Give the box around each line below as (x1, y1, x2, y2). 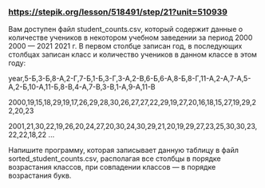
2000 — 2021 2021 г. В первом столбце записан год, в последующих (8, 41, 243, 51)
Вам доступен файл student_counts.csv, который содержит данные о (8, 25, 243, 34)
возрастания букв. (8, 170, 72, 181)
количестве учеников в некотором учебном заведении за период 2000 (8, 33, 253, 42)
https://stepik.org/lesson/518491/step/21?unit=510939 (8, 6, 227, 18)
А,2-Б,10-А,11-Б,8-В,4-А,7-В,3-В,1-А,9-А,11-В (8, 82, 156, 92)
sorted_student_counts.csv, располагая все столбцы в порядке (8, 154, 221, 163)
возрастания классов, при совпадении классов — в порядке (8, 163, 216, 172)
